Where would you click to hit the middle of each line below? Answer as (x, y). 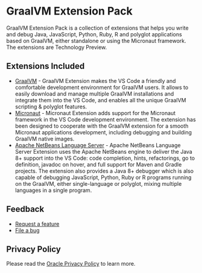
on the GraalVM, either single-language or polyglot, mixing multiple (98, 183)
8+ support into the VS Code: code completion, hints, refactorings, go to (105, 158)
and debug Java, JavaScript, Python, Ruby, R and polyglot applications (94, 34)
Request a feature (37, 224)
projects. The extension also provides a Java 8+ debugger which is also (104, 171)
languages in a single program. (53, 190)
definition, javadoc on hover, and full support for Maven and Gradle (98, 164)
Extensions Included (46, 66)
